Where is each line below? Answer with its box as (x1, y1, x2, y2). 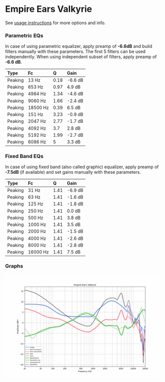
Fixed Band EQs (5, 153, 43, 159)
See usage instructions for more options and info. (5, 20, 106, 26)
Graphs (5, 263, 23, 269)
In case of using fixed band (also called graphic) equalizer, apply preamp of (5, 164, 159, 170)
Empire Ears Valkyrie (5, 3, 92, 15)
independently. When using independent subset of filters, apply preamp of (5, 54, 157, 60)
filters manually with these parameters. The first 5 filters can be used (5, 48, 146, 55)
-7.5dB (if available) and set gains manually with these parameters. (5, 169, 141, 175)
